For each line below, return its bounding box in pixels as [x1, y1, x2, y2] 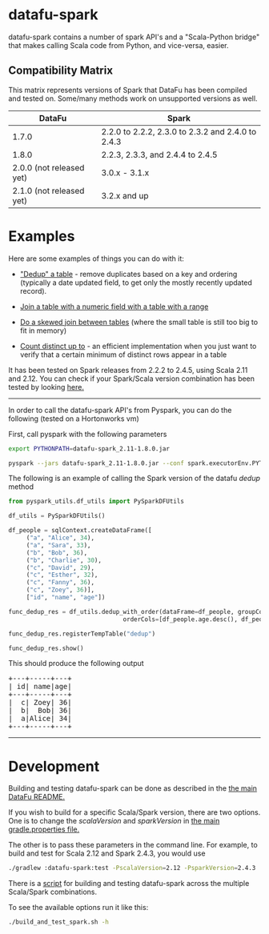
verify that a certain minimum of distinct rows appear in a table [19, 350, 227, 359]
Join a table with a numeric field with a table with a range [19, 302, 209, 311]
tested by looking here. [8, 382, 84, 391]
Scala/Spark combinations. [8, 887, 98, 897]
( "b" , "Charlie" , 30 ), [26, 556, 102, 564]
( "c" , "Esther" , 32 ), [26, 571, 98, 579]
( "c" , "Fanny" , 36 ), [26, 579, 94, 587]
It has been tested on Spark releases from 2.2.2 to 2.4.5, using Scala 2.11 [8, 365, 248, 375]
